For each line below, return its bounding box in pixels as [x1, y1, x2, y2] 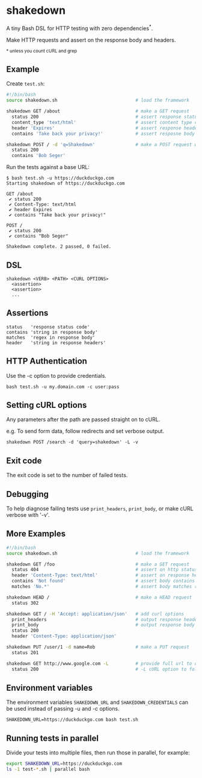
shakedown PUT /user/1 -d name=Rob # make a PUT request [6, 644, 189, 650]
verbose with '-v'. [6, 511, 50, 519]
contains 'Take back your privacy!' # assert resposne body [11, 131, 195, 137]
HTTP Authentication [6, 356, 87, 366]
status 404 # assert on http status [11, 567, 198, 573]
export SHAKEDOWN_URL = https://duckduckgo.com [6, 761, 122, 767]
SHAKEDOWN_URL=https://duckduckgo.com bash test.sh [6, 717, 138, 723]
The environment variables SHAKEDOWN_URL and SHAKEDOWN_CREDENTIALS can [6, 699, 188, 706]
